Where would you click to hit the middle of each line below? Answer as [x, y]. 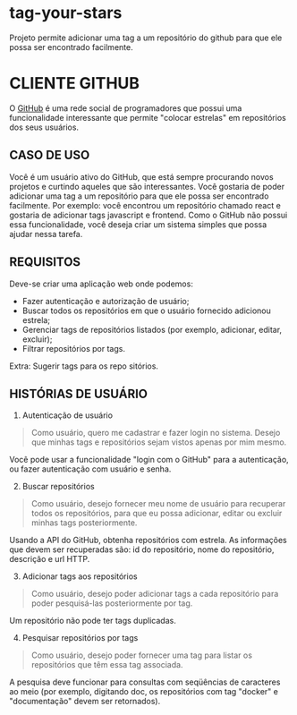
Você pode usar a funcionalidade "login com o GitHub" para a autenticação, [149, 460]
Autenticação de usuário [68, 415]
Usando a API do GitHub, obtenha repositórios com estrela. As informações [148, 541]
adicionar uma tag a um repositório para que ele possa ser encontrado [139, 196]
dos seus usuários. [44, 127]
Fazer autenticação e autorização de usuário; [106, 301]
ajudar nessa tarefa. [46, 234]
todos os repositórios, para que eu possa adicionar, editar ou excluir [157, 514]
